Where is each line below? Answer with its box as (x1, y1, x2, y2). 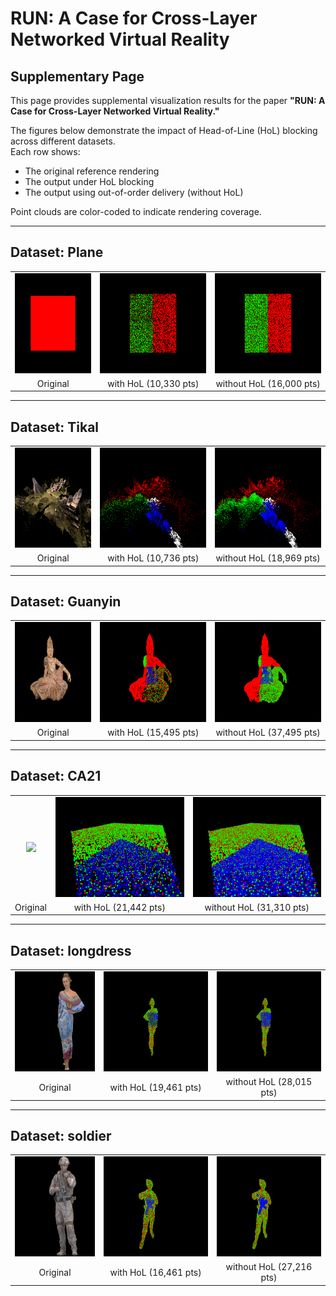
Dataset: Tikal (10, 418, 100, 436)
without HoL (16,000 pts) (215, 377, 321, 389)
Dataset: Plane (10, 244, 104, 261)
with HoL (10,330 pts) (107, 377, 200, 389)
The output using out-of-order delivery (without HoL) (24, 187, 244, 198)
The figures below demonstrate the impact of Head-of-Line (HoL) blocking (10, 125, 318, 136)
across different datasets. (10, 135, 116, 147)
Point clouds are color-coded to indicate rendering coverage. (10, 206, 262, 217)
